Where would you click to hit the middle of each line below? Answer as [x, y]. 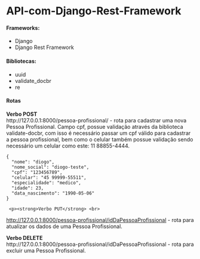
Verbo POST [22, 114]
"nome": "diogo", [33, 162]
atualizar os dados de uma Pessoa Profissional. [64, 226]
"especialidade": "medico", [47, 183]
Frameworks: [23, 27]
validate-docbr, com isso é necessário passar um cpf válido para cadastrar [99, 133]
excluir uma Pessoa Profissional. [46, 250]
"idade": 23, [28, 188]
